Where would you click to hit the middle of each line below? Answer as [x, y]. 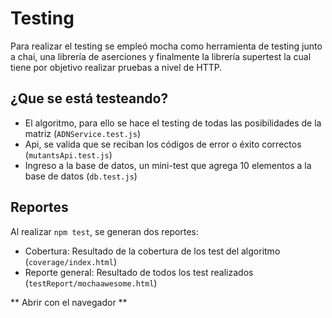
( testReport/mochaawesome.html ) [91, 283]
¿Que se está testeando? [89, 98]
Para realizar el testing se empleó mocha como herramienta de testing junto [166, 46]
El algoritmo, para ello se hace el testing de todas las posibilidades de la [173, 123]
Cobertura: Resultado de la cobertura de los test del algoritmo [152, 251]
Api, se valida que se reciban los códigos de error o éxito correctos [163, 144]
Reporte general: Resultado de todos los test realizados [139, 272]
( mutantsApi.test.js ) [68, 154]
